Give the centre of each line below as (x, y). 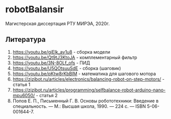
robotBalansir (35, 9)
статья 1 (21, 84)
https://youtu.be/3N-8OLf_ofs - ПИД (51, 63)
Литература (25, 40)
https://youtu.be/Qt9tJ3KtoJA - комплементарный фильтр (75, 57)
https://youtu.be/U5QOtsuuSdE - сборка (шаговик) (67, 68)
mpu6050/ (24, 95)
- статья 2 (47, 95)
